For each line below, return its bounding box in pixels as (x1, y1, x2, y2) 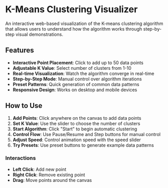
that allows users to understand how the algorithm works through (5, 25, 143, 32)
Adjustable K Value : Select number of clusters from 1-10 (12, 65, 131, 71)
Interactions (5, 154, 36, 162)
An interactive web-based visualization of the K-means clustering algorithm (5, 20, 163, 26)
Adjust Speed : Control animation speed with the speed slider (12, 137, 141, 143)
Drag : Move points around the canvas (12, 177, 92, 183)
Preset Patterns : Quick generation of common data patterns (12, 81, 139, 87)
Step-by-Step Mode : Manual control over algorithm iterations (12, 75, 142, 82)
